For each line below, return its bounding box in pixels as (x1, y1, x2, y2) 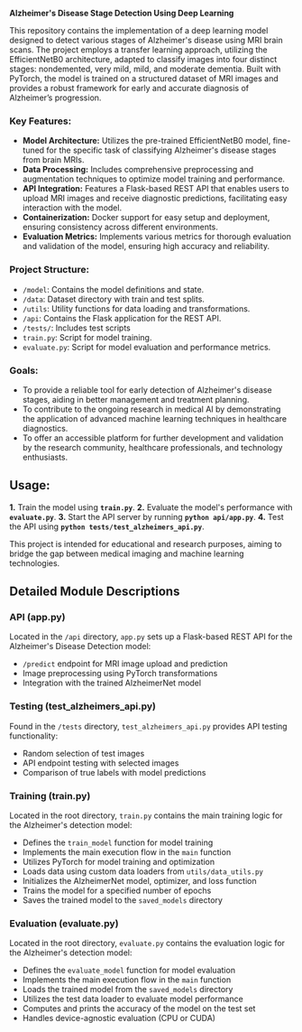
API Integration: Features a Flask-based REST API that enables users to (22, 183, 289, 194)
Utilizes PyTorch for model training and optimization (22, 856, 215, 867)
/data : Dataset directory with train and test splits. (22, 293, 206, 304)
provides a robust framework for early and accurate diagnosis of (9, 83, 250, 93)
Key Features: (9, 115, 72, 127)
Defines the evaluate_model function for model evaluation (22, 965, 236, 976)
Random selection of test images (22, 748, 145, 758)
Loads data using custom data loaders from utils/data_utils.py (22, 866, 264, 877)
